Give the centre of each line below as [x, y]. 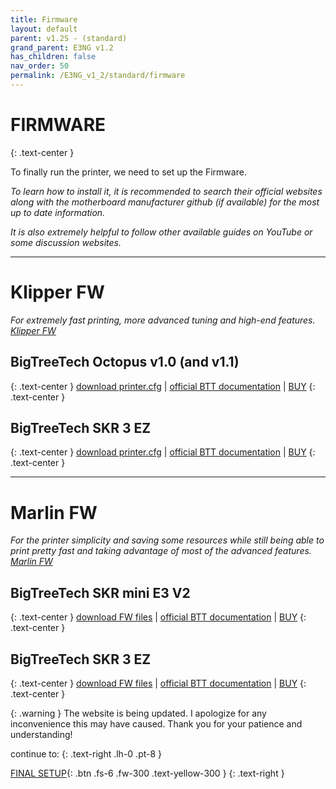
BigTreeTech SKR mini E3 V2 [100, 592]
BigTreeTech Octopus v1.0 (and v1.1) [125, 362]
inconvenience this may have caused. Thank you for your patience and [156, 723]
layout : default [44, 29]
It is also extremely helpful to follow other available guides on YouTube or [161, 232]
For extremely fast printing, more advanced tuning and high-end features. [163, 320]
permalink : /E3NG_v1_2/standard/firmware [98, 76]
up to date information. [58, 212]
